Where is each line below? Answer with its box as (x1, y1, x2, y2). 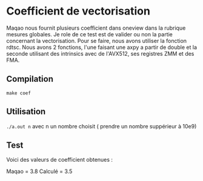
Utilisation (6, 107, 46, 117)
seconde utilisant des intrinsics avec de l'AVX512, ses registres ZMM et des (6, 50, 195, 57)
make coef (6, 90, 32, 96)
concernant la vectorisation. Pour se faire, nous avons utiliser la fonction (6, 37, 187, 44)
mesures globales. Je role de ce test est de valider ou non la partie (6, 30, 173, 38)
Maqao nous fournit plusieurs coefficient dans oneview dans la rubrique (6, 24, 186, 31)
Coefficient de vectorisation (6, 4, 150, 18)
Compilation (6, 74, 53, 84)
